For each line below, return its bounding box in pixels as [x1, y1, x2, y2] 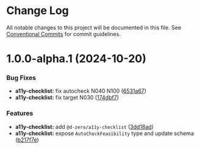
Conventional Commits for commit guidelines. [6, 30, 121, 37]
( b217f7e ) [15, 136, 40, 144]
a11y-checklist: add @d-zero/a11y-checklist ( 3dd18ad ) [15, 123, 154, 130]
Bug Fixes [6, 74, 37, 82]
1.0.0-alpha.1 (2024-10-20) [6, 52, 146, 66]
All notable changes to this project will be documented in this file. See [6, 24, 182, 31]
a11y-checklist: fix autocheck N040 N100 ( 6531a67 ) [15, 87, 147, 95]
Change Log [6, 4, 69, 18]
